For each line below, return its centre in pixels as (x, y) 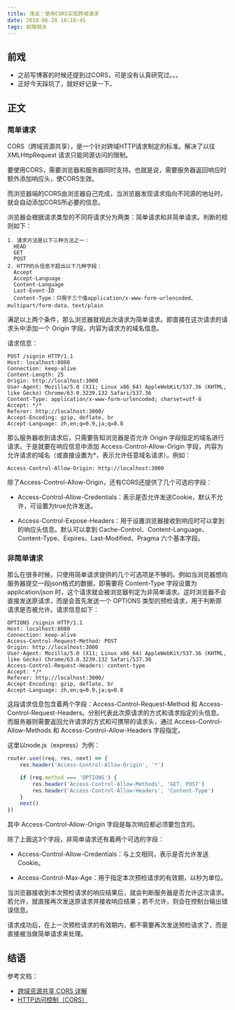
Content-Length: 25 (36, 374)
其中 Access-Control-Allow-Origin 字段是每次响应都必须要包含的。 (103, 825)
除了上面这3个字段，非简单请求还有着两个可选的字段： (86, 839)
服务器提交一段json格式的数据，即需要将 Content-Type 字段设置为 (102, 583)
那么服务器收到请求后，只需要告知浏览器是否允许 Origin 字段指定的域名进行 (116, 437)
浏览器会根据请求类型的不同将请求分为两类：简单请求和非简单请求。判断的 (114, 217)
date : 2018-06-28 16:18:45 (47, 20)
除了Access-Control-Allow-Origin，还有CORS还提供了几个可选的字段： (110, 482)
